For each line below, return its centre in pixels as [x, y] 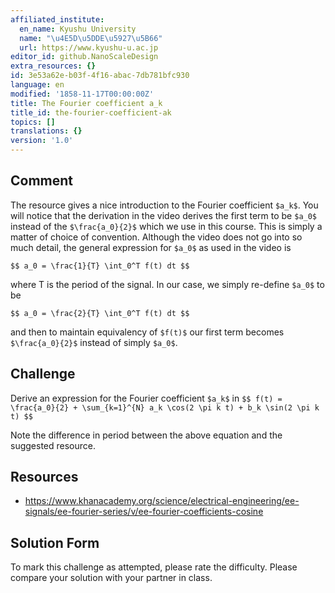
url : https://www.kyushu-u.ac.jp [89, 47]
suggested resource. [53, 445]
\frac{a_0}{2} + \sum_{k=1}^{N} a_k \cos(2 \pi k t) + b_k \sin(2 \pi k [165, 407]
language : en [37, 85]
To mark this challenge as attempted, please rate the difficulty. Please [154, 567]
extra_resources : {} [53, 66]
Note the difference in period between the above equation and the [146, 435]
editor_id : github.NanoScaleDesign [84, 57]
